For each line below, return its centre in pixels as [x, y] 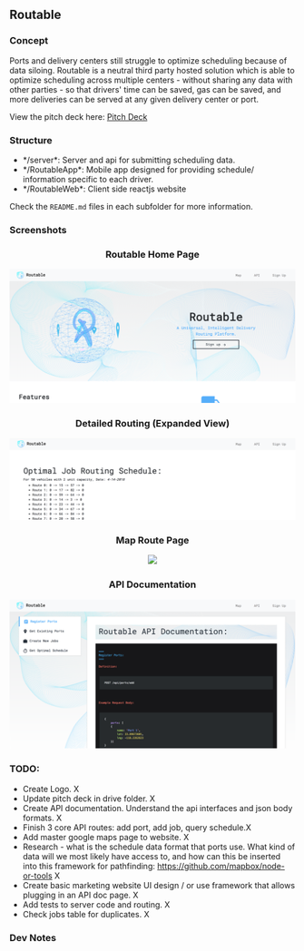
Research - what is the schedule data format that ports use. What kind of [159, 847]
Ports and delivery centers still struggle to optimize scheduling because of [148, 60]
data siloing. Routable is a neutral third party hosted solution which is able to [152, 70]
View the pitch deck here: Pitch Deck [78, 116]
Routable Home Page [152, 254]
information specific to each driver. [88, 179]
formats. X [42, 818]
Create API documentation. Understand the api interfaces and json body [157, 808]
